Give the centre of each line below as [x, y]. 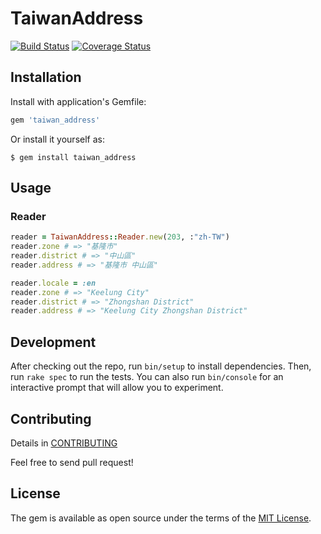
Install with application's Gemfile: [78, 101]
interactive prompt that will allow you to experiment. [117, 388]
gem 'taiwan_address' [55, 120]
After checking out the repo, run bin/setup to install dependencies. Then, [161, 366]
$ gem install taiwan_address [73, 157]
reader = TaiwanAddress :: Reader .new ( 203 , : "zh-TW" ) [120, 237]
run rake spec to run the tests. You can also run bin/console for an [147, 377]
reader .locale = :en [53, 283]
